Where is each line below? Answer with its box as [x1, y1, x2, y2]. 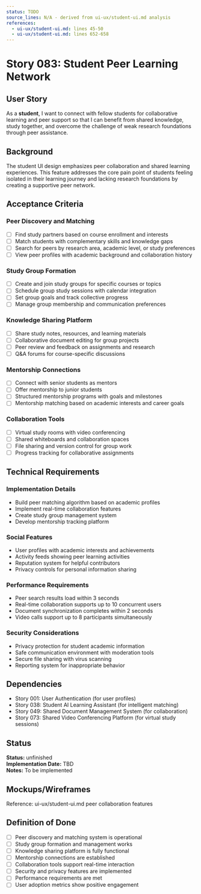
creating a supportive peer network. [6, 181, 96, 188]
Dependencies [6, 679, 62, 689]
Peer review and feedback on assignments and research [14, 343, 155, 350]
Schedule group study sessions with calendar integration [14, 287, 156, 294]
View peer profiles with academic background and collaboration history [14, 251, 193, 258]
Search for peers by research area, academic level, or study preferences [14, 244, 196, 252]
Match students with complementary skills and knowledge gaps [14, 237, 173, 244]
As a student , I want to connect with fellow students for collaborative [6, 110, 178, 117]
